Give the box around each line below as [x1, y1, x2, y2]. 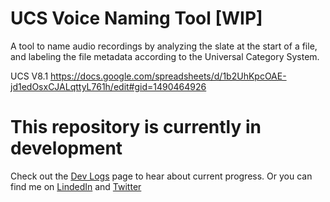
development [10, 137, 123, 160]
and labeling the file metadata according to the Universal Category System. [10, 50, 320, 62]
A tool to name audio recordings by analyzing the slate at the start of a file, [10, 40, 318, 52]
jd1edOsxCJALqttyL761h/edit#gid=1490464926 [10, 80, 207, 92]
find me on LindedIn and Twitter [10, 180, 142, 192]
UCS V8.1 [10, 70, 49, 82]
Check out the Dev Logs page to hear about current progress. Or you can [10, 170, 313, 182]
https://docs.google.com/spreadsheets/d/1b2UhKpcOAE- [50, 70, 287, 82]
